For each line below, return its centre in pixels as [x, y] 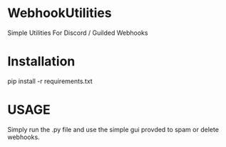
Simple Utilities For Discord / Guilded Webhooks [78, 33]
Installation [41, 61]
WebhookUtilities [60, 13]
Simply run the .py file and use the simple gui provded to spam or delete [113, 129]
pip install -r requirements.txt [50, 81]
